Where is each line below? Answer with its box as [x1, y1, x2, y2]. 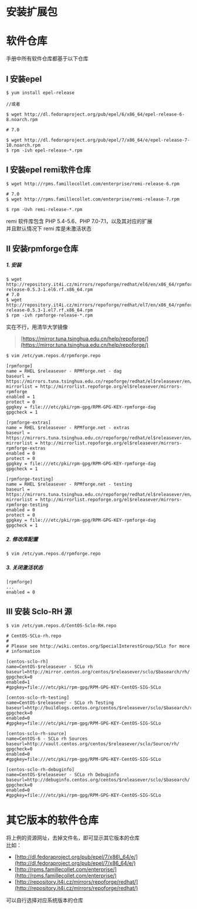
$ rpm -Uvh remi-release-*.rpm [6, 206, 83, 212]
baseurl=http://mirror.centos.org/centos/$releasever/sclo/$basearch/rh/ [6, 669, 191, 675]
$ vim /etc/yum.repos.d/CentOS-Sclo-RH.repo [6, 622, 117, 629]
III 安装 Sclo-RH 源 [6, 606, 72, 617]
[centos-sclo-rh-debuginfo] [6, 766, 75, 773]
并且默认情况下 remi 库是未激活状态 [6, 224, 92, 232]
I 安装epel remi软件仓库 [6, 165, 91, 175]
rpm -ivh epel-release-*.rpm [11, 147, 83, 153]
